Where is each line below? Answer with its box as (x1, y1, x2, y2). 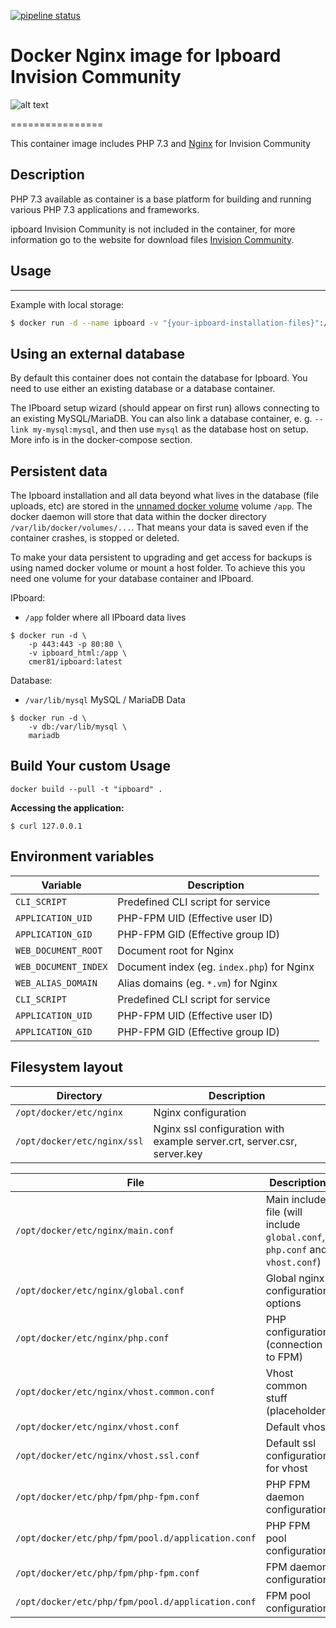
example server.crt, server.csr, (153, 1134, 298, 1148)
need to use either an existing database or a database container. (10, 383, 276, 395)
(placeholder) (265, 1403, 330, 1417)
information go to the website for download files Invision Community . (10, 233, 295, 245)
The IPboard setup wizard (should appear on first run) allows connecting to (10, 402, 320, 414)
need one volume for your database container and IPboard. (10, 573, 254, 585)
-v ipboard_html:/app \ (28, 648, 128, 659)
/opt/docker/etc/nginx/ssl (15, 1135, 144, 1147)
